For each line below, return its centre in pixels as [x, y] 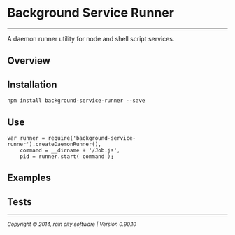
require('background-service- [92, 138]
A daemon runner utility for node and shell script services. [91, 38]
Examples [29, 178]
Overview [29, 61]
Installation [32, 84]
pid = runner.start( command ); [67, 156]
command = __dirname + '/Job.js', [70, 150]
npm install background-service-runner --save [76, 101]
